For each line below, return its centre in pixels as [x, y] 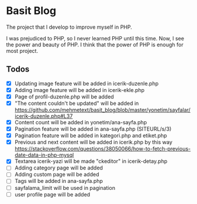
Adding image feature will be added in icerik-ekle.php [80, 90]
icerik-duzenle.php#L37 [44, 116]
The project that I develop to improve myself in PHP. [69, 27]
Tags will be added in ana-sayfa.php [59, 181]
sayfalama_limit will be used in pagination [65, 188]
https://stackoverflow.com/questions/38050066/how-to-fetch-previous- [103, 149]
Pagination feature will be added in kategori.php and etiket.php [91, 135]
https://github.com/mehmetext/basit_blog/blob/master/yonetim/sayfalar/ [103, 110]
